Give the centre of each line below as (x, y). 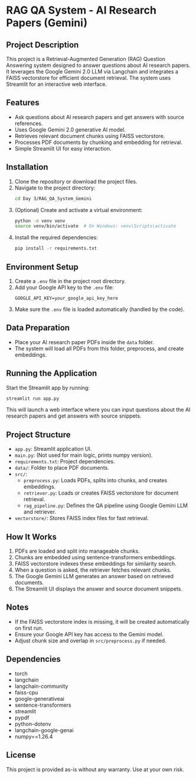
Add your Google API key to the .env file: (64, 287)
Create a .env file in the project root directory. (70, 281)
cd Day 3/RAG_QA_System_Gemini (53, 198)
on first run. (29, 628)
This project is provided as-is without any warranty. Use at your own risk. (95, 769)
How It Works (32, 537)
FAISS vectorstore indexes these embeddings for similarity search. (96, 564)
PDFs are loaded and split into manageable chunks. (77, 551)
